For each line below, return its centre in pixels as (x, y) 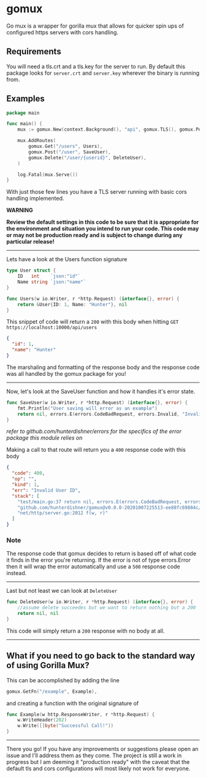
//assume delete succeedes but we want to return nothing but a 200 (107, 608)
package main (23, 113)
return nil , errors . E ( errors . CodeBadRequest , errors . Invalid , (98, 414)
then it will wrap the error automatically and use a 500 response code (93, 566)
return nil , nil (38, 614)
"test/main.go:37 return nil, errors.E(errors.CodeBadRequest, (100, 502)
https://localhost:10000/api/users (52, 328)
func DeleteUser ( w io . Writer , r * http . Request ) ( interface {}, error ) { (100, 602)
